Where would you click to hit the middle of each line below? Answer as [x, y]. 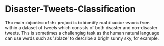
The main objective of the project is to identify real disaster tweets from [77, 23]
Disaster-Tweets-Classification [70, 9]
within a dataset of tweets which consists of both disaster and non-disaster [81, 27]
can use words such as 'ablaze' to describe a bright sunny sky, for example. [82, 38]
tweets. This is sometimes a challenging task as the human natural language [82, 33]
